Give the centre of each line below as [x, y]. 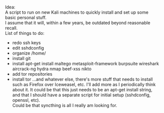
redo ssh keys [26, 43]
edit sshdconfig [28, 48]
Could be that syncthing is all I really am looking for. [65, 105]
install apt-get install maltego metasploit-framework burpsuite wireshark [85, 64]
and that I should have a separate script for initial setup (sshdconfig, [82, 95]
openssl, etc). [26, 100]
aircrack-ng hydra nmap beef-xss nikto [52, 69]
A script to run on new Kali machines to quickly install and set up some [77, 12]
